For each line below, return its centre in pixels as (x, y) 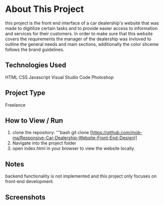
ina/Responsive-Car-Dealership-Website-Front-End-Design (73, 138)
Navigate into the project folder (44, 143)
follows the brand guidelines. (35, 49)
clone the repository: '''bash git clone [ (52, 133)
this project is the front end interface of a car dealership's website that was (82, 23)
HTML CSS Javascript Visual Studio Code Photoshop (60, 77)
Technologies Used (36, 65)
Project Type (25, 93)
